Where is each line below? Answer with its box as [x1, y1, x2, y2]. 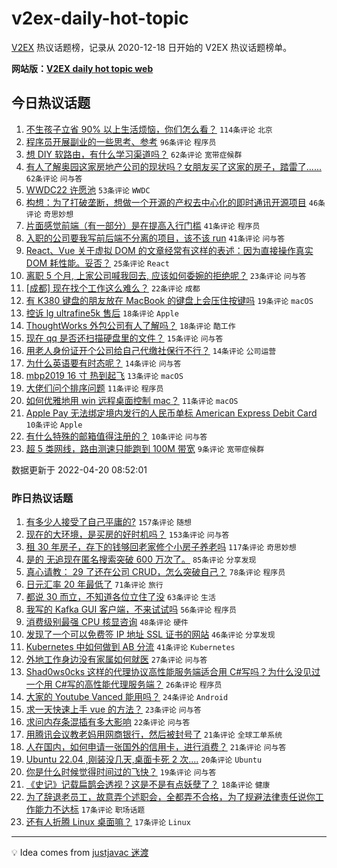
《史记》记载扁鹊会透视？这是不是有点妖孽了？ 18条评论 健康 [25, 778, 271, 791]
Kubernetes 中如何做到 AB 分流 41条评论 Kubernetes [25, 641, 236, 653]
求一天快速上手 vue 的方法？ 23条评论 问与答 [25, 703, 202, 716]
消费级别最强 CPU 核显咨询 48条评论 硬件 [25, 616, 189, 628]
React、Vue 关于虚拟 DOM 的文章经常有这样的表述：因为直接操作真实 [25, 244, 314, 256]
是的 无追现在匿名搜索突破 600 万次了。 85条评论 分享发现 [25, 553, 257, 566]
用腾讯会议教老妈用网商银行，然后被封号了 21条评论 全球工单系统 [25, 728, 283, 741]
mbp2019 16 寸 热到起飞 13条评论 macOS [25, 369, 184, 381]
